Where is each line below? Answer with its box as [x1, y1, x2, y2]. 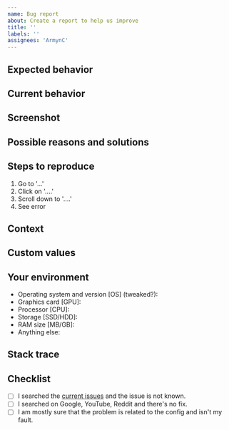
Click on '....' [17, 187, 54, 195]
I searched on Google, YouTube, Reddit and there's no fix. [17, 400, 188, 409]
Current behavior [7, 87, 86, 100]
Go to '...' [17, 179, 44, 188]
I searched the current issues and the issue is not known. [17, 391, 186, 400]
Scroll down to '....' [17, 194, 73, 203]
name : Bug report [7, 10, 59, 18]
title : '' [7, 24, 37, 31]
